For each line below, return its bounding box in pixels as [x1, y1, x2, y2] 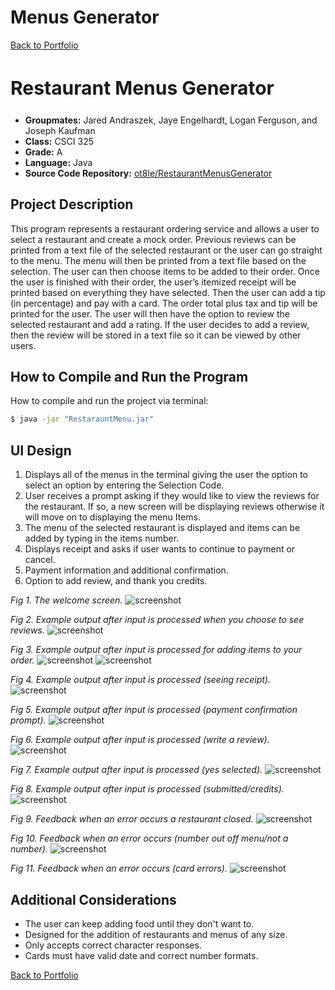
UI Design [10, 442, 72, 459]
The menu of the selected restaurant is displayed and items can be [24, 522, 301, 534]
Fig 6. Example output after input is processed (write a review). [10, 734, 270, 746]
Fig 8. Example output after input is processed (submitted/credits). [10, 783, 285, 795]
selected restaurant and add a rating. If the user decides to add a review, [10, 318, 310, 330]
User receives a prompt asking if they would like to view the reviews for [24, 490, 320, 502]
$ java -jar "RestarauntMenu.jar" [10, 414, 155, 425]
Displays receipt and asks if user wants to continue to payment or [24, 543, 296, 555]
